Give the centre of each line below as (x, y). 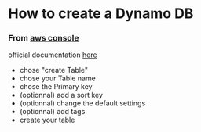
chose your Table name (57, 78)
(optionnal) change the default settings (82, 103)
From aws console (44, 38)
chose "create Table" (54, 70)
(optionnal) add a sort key (61, 95)
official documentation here (53, 55)
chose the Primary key (56, 87)
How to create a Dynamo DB (101, 14)
